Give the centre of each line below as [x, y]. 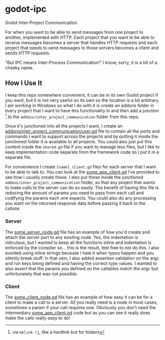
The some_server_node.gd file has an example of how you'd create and [78, 232]
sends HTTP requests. [28, 53]
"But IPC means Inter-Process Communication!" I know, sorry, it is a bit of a [81, 62]
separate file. [18, 157]
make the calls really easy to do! [38, 318]
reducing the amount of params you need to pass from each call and [74, 193]
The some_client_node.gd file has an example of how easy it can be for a [79, 297]
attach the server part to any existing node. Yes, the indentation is [72, 237]
